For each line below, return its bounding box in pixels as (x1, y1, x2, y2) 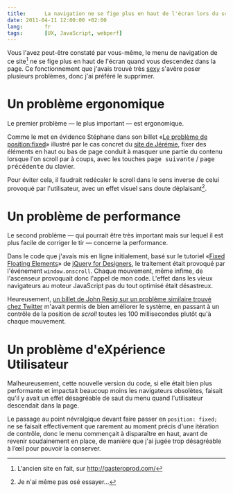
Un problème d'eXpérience (7, 342, 166, 358)
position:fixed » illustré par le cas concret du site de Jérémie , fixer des (7, 140, 207, 148)
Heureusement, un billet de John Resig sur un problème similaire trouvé (7, 295, 212, 303)
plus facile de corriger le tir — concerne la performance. (7, 239, 169, 247)
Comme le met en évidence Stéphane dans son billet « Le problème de (7, 133, 208, 141)
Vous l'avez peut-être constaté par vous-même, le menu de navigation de (7, 49, 218, 57)
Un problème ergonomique (7, 97, 165, 112)
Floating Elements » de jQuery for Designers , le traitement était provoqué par (7, 260, 225, 268)
